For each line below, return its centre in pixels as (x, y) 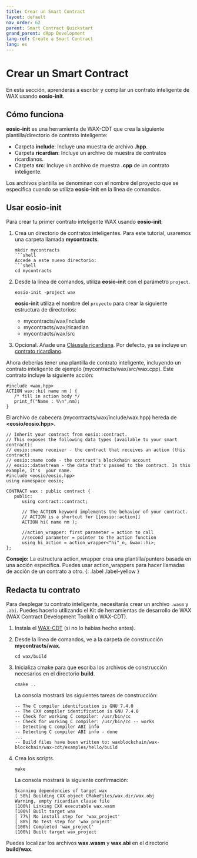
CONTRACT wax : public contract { (49, 491)
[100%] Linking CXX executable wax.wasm (65, 806)
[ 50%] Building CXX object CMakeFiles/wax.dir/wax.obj (84, 796)
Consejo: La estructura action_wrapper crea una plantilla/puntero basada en (99, 559)
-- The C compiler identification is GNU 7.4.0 (74, 706)
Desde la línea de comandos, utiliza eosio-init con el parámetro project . (102, 282)
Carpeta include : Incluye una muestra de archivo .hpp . (81, 146)
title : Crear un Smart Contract (46, 11)
